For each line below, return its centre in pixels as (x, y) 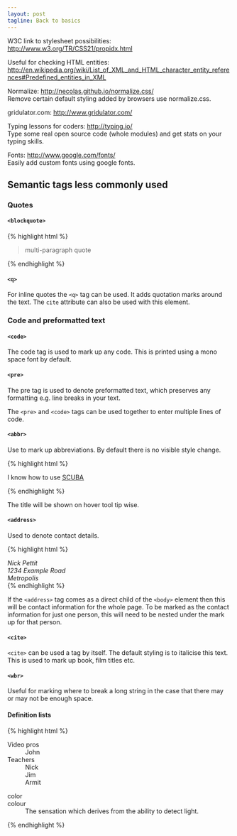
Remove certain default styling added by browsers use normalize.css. (109, 98)
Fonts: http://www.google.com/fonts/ (61, 155)
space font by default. (40, 359)
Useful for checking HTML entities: (59, 62)
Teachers (21, 759)
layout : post (27, 14)
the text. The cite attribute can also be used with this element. (99, 302)
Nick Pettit (22, 563)
